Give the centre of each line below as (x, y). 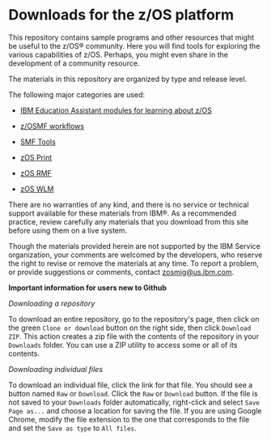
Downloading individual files (56, 369)
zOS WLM (37, 189)
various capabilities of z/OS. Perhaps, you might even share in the (119, 54)
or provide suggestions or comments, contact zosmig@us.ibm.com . (121, 272)
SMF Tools (38, 141)
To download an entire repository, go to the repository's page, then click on (134, 319)
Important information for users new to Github (88, 287)
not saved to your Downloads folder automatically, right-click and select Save (134, 402)
